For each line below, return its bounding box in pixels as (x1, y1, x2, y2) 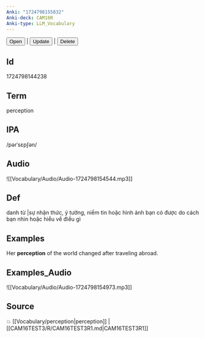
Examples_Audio (6, 267, 72, 278)
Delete (60, 38, 75, 45)
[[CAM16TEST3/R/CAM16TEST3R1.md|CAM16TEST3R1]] (6, 325, 149, 332)
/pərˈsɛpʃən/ (6, 140, 37, 148)
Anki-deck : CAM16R (6, 15, 53, 21)
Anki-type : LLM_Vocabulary (6, 20, 75, 26)
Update (32, 38, 50, 45)
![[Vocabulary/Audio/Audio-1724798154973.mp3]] (6, 283, 132, 291)
